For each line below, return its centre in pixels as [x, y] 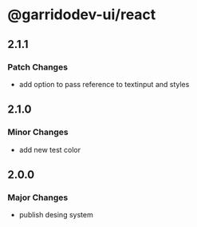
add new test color [50, 149]
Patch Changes [38, 67]
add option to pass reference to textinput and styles [104, 84]
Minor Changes [38, 132]
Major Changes [38, 197]
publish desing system [56, 215]
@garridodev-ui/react [82, 15]
